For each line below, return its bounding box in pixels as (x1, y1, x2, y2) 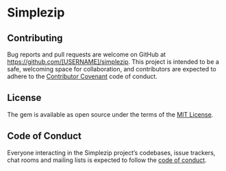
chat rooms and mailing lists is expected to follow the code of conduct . (7, 156, 207, 164)
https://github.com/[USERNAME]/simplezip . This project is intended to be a (7, 58, 219, 66)
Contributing (7, 32, 63, 44)
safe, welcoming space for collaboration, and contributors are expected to (7, 65, 217, 73)
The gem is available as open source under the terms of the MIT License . (7, 110, 214, 118)
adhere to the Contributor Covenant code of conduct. (7, 72, 158, 80)
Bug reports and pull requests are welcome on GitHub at (7, 50, 166, 58)
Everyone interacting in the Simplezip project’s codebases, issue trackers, (7, 148, 216, 157)
